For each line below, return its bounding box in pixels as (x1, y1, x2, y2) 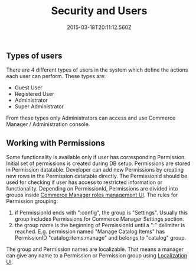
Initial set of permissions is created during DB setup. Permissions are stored (6, 160, 191, 167)
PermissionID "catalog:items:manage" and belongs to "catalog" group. (14, 234, 187, 241)
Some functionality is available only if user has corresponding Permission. (6, 154, 186, 161)
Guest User (14, 84, 43, 91)
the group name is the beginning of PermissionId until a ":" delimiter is (14, 222, 185, 229)
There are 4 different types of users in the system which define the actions (6, 66, 188, 73)
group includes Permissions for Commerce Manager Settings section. (14, 215, 184, 222)
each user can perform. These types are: (6, 73, 106, 80)
